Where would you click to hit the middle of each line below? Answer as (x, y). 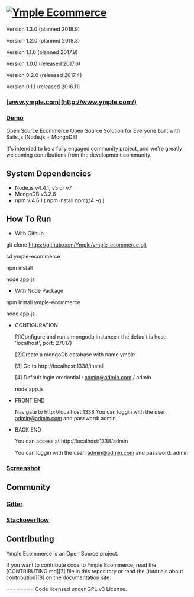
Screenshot (23, 468)
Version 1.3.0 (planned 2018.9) (43, 29)
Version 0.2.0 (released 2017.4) (44, 75)
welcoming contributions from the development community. (79, 155)
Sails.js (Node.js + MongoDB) (42, 137)
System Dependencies (49, 173)
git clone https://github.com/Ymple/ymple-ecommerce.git (76, 245)
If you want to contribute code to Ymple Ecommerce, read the (81, 565)
